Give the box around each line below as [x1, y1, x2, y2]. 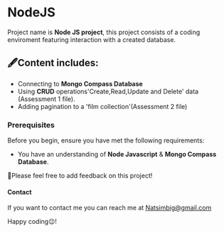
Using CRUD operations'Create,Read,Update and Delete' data [17, 87, 199, 95]
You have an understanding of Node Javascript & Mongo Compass [17, 150, 217, 159]
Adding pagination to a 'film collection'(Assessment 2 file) [17, 102, 188, 110]
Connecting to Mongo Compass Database [17, 79, 144, 88]
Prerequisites [7, 120, 55, 130]
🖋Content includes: [7, 57, 99, 69]
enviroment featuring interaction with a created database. [7, 35, 176, 43]
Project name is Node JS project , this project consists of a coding [7, 28, 201, 36]
